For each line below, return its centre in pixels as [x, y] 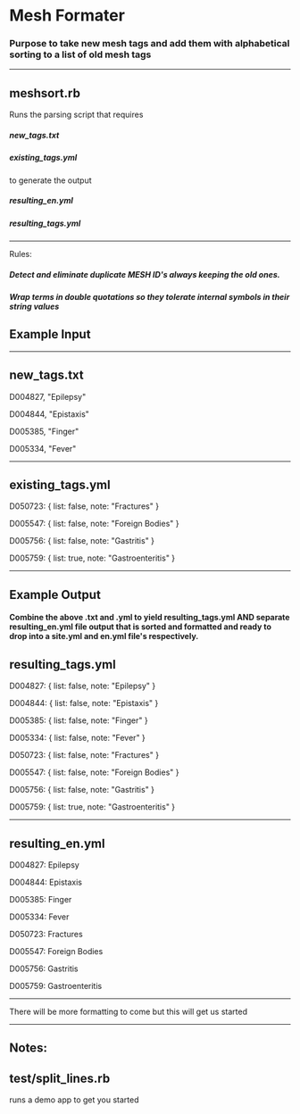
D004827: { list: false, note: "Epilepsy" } [83, 686]
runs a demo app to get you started [75, 1100]
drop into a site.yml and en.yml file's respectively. [104, 636]
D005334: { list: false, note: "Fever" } [77, 738]
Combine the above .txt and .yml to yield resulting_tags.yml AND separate [150, 618]
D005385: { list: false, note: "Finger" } [79, 720]
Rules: [21, 254]
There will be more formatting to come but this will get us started [129, 1011]
